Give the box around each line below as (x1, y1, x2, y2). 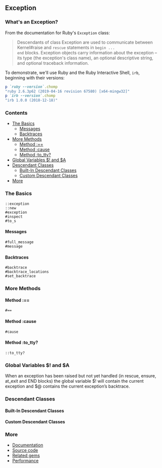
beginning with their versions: (5, 74, 65, 80)
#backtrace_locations (5, 270, 49, 274)
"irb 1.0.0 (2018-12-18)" (5, 98, 58, 103)
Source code (12, 447, 38, 453)
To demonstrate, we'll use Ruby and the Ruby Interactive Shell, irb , (5, 70, 140, 75)
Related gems (12, 453, 40, 459)
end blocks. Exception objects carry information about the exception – (17, 49, 157, 55)
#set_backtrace (5, 274, 36, 279)
